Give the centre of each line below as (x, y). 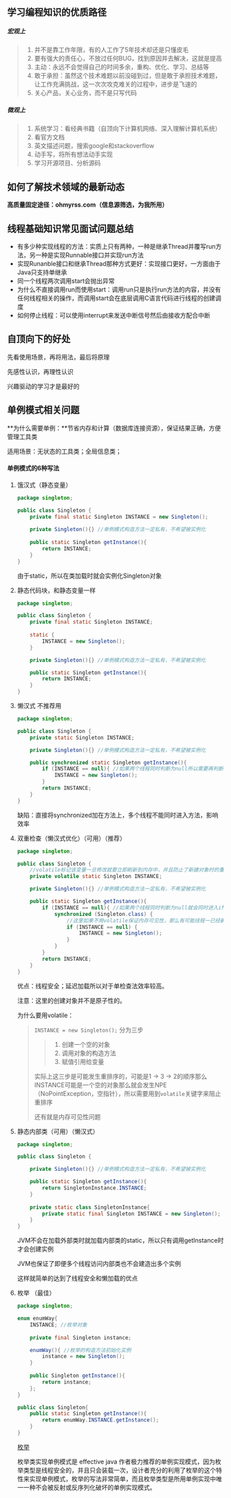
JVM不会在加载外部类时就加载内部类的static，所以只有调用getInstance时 (120, 1240)
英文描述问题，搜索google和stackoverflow (94, 146)
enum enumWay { (37, 1319)
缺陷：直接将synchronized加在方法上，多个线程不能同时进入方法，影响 (118, 815)
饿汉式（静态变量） (44, 485)
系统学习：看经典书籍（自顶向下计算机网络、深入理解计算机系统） (128, 129)
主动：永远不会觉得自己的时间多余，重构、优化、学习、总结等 (122, 67)
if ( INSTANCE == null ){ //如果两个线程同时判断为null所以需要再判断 (133, 769)
